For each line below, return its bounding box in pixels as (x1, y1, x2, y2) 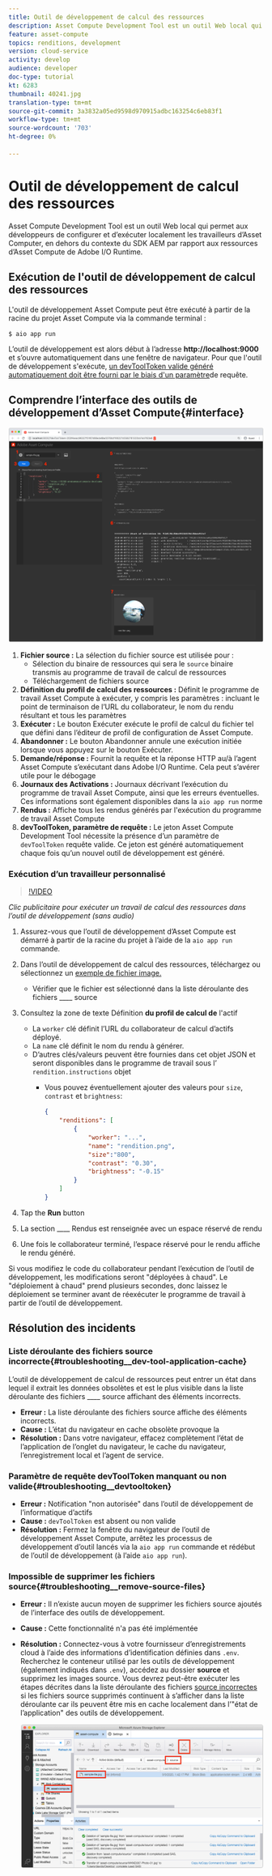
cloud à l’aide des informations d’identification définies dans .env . (19, 1648, 240, 1657)
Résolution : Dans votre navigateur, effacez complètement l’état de (19, 1433, 244, 1443)
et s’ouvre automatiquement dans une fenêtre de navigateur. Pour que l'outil (8, 352, 262, 362)
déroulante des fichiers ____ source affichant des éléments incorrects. (8, 1391, 241, 1401)
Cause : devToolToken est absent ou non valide (19, 1516, 176, 1525)
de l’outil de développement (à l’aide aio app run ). (19, 1551, 188, 1560)
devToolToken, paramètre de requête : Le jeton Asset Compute (19, 823, 234, 832)
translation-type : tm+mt (8, 98, 92, 107)
